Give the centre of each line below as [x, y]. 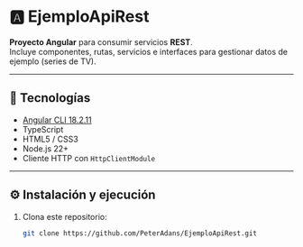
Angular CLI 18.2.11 [57, 120]
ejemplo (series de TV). [53, 61]
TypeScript [43, 129]
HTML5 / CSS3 [50, 139]
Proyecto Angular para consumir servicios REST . [101, 41]
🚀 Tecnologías [50, 98]
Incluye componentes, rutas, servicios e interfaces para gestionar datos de [149, 51]
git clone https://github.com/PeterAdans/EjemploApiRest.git [140, 233]
